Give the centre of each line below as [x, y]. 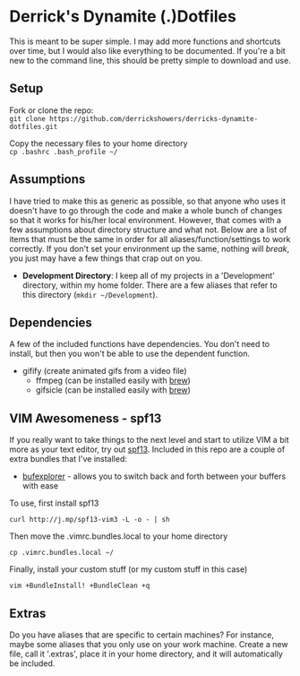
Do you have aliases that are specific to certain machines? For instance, [142, 635]
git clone [28, 118]
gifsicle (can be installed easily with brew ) [113, 390]
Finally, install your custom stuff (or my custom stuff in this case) [129, 569]
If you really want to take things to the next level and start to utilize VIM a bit [149, 440]
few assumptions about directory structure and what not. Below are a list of [148, 230]
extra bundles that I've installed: [68, 459]
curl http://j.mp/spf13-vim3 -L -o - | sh [90, 520]
